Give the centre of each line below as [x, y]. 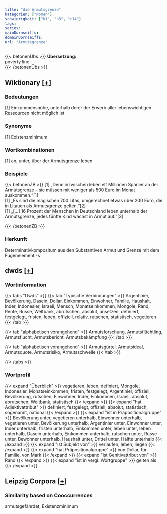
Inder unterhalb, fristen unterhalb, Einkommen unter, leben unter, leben [78, 428]
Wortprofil [18, 375]
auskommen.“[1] [22, 195]
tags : [11, 24]
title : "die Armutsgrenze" [33, 10]
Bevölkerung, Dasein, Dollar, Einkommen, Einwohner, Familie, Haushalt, [78, 301]
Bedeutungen [22, 97]
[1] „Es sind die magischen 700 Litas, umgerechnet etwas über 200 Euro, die [84, 201]
